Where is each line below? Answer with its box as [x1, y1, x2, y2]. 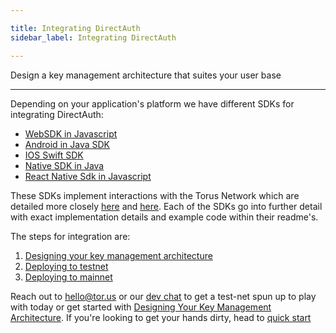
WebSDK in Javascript [24, 127, 118, 140]
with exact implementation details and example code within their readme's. [10, 211, 319, 223]
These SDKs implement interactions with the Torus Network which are [10, 189, 300, 201]
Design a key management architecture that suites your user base [10, 69, 282, 81]
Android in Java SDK [24, 138, 110, 150]
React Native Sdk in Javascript [24, 170, 152, 182]
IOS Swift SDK [24, 149, 84, 161]
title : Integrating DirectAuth [10, 23, 141, 33]
